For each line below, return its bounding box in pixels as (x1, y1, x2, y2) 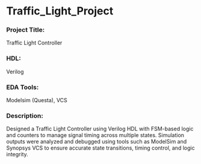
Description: (6, 112, 43, 120)
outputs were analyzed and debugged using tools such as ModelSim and (6, 138, 187, 145)
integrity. (6, 151, 28, 158)
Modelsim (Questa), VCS (6, 97, 67, 104)
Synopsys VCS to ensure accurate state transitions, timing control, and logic (6, 144, 195, 151)
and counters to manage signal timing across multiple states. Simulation (6, 132, 185, 139)
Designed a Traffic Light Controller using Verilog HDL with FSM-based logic (6, 125, 194, 133)
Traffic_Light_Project (6, 4, 114, 18)
